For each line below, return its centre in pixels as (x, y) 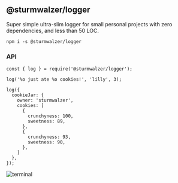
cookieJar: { (28, 95)
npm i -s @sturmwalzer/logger (44, 41)
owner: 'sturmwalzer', (45, 100)
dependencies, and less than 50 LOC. (53, 30)
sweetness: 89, (47, 121)
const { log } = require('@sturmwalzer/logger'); (70, 69)
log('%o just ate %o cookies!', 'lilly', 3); (64, 80)
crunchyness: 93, (49, 137)
